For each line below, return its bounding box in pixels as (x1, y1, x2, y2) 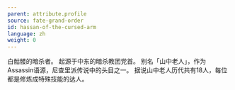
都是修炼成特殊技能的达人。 (7, 75, 88, 84)
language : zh (7, 30, 46, 38)
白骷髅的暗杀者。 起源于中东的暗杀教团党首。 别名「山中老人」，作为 (7, 57, 207, 66)
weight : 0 (7, 37, 37, 44)
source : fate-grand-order (7, 17, 84, 24)
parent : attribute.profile (7, 10, 87, 18)
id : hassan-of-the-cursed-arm (7, 23, 97, 30)
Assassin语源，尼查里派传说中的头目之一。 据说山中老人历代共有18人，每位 (7, 66, 228, 74)
